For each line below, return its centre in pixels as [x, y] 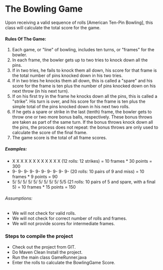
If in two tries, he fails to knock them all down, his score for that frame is [84, 70]
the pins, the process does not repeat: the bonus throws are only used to [85, 127]
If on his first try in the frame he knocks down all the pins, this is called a [84, 96]
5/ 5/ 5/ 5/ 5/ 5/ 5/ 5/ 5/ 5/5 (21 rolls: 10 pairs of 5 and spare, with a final [84, 182]
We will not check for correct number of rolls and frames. [70, 218]
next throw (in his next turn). [40, 91]
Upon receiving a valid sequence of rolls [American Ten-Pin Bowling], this [79, 22]
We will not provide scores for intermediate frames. [63, 224]
